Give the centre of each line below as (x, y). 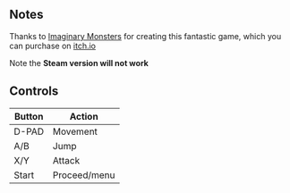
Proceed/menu (84, 175)
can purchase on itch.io (53, 46)
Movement (75, 131)
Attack (66, 160)
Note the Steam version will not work (79, 63)
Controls (34, 92)
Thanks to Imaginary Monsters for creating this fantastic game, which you (145, 36)
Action (84, 116)
